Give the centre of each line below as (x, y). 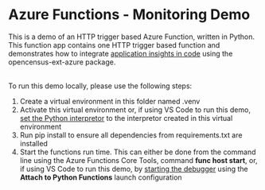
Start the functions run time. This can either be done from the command (138, 152)
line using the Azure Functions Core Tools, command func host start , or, (138, 160)
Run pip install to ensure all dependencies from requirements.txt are (131, 135)
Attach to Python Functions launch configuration (101, 177)
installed (33, 143)
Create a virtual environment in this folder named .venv (110, 101)
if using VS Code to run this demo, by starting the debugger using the (134, 169)
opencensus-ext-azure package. (62, 62)
